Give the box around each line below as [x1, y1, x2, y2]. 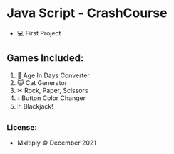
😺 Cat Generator [16, 78, 68, 87]
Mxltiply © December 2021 [16, 138, 97, 147]
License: [6, 122, 37, 132]
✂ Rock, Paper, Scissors [16, 86, 88, 94]
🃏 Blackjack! [16, 101, 54, 111]
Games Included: [6, 52, 84, 65]
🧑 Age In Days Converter [16, 71, 90, 79]
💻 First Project [16, 28, 61, 37]
